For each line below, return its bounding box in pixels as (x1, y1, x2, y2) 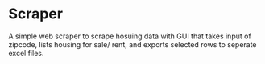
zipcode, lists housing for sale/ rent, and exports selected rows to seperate (8, 39, 257, 49)
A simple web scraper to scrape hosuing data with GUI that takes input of (8, 31, 251, 41)
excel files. (8, 48, 44, 58)
